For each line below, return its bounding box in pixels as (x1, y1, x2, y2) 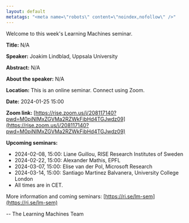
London (14, 175, 33, 182)
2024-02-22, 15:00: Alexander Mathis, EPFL (14, 156, 121, 163)
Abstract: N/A (6, 64, 40, 71)
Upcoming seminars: (6, 139, 58, 146)
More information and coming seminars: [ (6, 193, 106, 200)
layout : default (6, 8, 45, 15)
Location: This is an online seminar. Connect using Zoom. (6, 86, 145, 93)
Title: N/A (6, 41, 30, 48)
